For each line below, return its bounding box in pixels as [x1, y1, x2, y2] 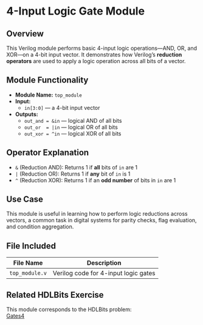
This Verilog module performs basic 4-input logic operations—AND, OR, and [6, 44, 198, 52]
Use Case [6, 194, 44, 205]
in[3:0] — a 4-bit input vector [24, 104, 100, 111]
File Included [6, 241, 57, 251]
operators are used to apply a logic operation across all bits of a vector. [6, 58, 186, 64]
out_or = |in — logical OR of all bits [24, 123, 119, 131]
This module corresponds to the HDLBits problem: [6, 306, 132, 313]
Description [86, 259, 122, 267]
